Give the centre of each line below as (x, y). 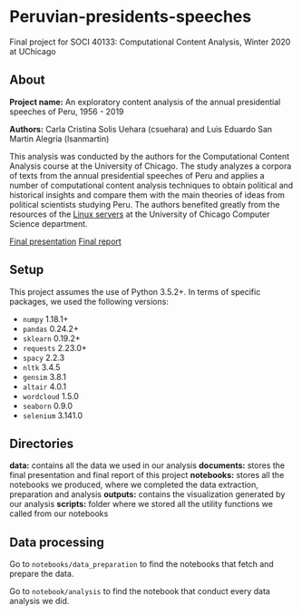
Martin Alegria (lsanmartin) (59, 139)
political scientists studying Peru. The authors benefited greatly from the (145, 204)
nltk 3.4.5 (41, 367)
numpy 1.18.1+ (45, 318)
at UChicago (33, 51)
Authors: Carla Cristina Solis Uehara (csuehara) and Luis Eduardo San (141, 129)
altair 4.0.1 (44, 386)
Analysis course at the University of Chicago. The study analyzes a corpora (151, 166)
